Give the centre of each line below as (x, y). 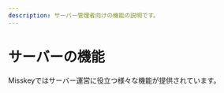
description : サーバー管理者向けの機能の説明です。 (84, 15)
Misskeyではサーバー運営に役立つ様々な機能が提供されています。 (114, 80)
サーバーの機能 (56, 57)
